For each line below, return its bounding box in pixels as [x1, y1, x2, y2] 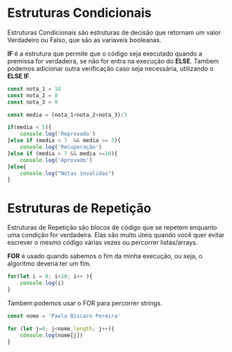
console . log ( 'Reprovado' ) [20, 130, 96, 138]
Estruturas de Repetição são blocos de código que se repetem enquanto [7, 223, 217, 232]
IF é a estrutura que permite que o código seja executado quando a [7, 49, 202, 58]
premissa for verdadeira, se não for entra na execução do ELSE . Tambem [7, 56, 219, 65]
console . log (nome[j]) [20, 332, 83, 339]
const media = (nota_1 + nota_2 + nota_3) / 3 [7, 111, 128, 118]
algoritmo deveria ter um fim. [7, 259, 91, 268]
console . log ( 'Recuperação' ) [20, 144, 102, 151]
